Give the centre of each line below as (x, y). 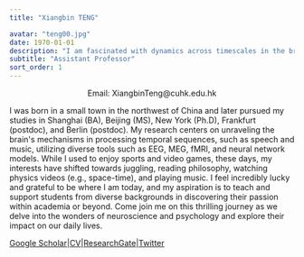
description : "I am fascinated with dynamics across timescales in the (147, 50)
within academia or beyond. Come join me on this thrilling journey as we (143, 207)
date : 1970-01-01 (42, 42)
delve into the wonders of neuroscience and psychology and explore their (147, 216)
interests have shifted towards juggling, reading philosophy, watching (139, 168)
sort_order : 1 (36, 68)
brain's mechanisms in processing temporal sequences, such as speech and (152, 139)
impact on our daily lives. (56, 225)
